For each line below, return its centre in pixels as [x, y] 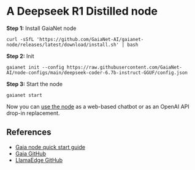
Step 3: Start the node [35, 84]
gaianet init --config [35, 67]
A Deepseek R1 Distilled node [82, 11]
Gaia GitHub [30, 153]
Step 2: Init [21, 56]
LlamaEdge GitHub [39, 160]
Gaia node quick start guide [50, 147]
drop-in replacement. [33, 113]
